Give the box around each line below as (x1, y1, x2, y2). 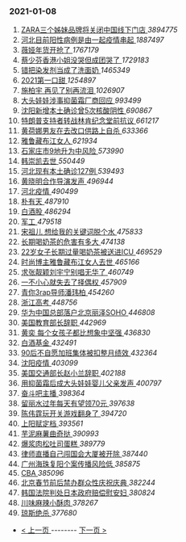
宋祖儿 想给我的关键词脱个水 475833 (20, 227, 143, 237)
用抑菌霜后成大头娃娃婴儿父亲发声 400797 (20, 378, 162, 389)
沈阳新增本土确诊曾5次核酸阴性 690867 (20, 106, 152, 116)
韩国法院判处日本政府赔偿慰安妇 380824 (20, 488, 155, 498)
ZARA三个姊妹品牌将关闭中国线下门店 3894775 (20, 25, 178, 35)
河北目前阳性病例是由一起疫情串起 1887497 (20, 35, 164, 45)
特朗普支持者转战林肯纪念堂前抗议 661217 (20, 116, 159, 126)
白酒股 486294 (20, 207, 72, 216)
